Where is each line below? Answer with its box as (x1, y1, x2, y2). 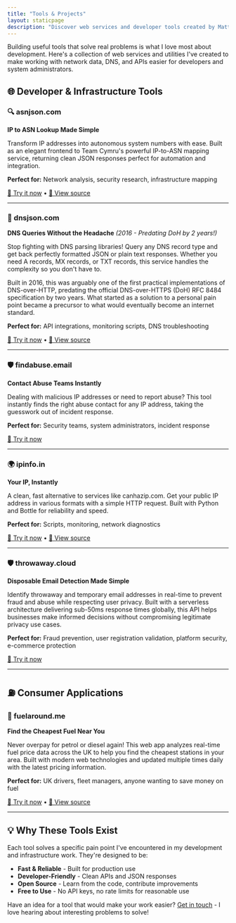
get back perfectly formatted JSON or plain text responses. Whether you (7, 250, 218, 259)
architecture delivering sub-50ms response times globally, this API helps (7, 605, 218, 614)
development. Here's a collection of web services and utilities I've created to (7, 50, 229, 58)
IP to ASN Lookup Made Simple (7, 126, 100, 134)
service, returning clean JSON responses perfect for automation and (7, 154, 206, 162)
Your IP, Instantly (7, 477, 58, 486)
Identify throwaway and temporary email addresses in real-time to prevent (7, 590, 223, 599)
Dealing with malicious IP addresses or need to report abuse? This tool (7, 392, 212, 401)
